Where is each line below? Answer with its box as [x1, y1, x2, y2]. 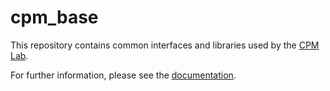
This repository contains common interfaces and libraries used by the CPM [10, 39, 320, 51]
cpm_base [10, 6, 99, 29]
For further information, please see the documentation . [10, 69, 237, 81]
